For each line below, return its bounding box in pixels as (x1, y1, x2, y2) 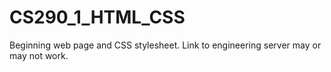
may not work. (9, 49, 69, 61)
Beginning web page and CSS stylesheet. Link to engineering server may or (9, 39, 322, 51)
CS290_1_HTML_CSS (9, 6, 186, 29)
